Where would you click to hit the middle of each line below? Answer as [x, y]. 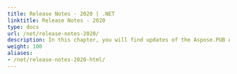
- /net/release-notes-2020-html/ [56, 60]
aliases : [20, 54]
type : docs [23, 27]
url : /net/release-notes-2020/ [53, 33]
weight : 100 [25, 47]
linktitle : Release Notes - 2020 [56, 20]
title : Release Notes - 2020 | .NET [61, 14]
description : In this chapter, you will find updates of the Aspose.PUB [116, 40]
